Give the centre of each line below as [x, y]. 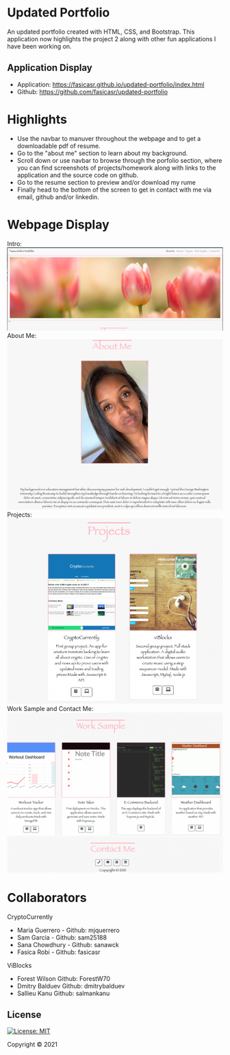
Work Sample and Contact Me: [50, 708]
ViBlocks [20, 965]
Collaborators [47, 897]
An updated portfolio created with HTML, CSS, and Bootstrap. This [101, 32]
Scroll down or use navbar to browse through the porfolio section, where [119, 160]
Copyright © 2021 [33, 1045]
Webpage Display [58, 224]
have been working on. [39, 46]
